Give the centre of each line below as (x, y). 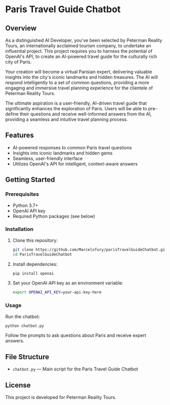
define (12, 114)
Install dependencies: (35, 264)
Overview (21, 28)
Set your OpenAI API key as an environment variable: (68, 283)
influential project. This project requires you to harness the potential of (79, 51)
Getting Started (30, 180)
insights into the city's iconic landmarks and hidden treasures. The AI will (82, 77)
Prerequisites (22, 194)
